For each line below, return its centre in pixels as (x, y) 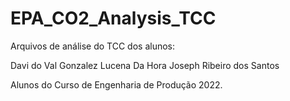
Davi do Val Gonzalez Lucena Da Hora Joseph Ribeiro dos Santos (145, 65)
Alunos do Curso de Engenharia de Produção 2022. (116, 84)
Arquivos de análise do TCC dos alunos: (93, 46)
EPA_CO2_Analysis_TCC (113, 18)
